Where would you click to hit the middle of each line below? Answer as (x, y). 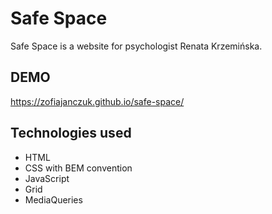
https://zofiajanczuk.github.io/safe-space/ (97, 101)
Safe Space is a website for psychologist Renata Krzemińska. (136, 46)
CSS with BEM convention (78, 168)
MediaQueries (53, 199)
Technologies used (71, 133)
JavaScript (47, 178)
